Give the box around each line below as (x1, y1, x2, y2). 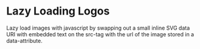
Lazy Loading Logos (6, 4, 110, 18)
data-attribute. (6, 37, 43, 44)
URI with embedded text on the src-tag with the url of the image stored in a (6, 30, 195, 38)
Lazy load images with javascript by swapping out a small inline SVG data (6, 24, 190, 31)
